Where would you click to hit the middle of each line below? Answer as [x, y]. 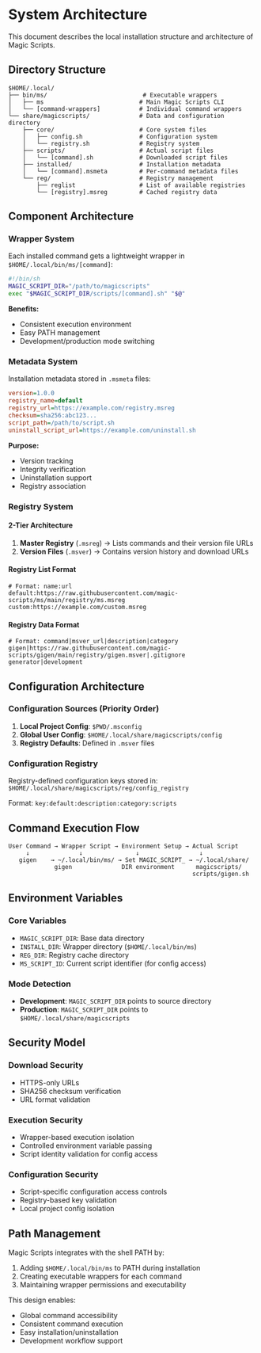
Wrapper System [42, 239]
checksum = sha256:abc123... [53, 415]
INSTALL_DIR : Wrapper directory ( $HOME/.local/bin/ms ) [108, 946]
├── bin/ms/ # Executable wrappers [113, 95]
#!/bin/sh [25, 279]
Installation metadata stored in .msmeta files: [80, 379]
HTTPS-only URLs [49, 1082]
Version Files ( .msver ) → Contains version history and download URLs [134, 551]
